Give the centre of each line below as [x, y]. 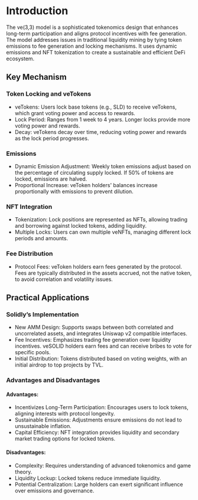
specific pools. [33, 352]
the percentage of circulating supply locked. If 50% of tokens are [94, 172]
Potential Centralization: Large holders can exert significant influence [99, 484]
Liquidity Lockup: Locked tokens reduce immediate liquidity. [88, 478]
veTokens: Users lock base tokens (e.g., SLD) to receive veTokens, [96, 107]
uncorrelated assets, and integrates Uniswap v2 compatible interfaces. [101, 334]
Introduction [37, 11]
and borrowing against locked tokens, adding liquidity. [80, 226]
